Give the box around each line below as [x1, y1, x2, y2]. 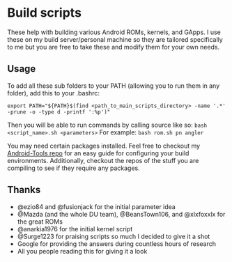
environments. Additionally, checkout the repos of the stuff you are [7, 156, 199, 164]
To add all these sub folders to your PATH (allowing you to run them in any [7, 82, 220, 90]
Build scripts [7, 5, 82, 21]
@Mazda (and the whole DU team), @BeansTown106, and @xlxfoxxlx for [17, 210, 226, 218]
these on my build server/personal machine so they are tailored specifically [7, 35, 223, 43]
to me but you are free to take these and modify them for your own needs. [7, 43, 220, 51]
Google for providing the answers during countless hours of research [17, 239, 217, 248]
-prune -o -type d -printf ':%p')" [7, 108, 111, 116]
